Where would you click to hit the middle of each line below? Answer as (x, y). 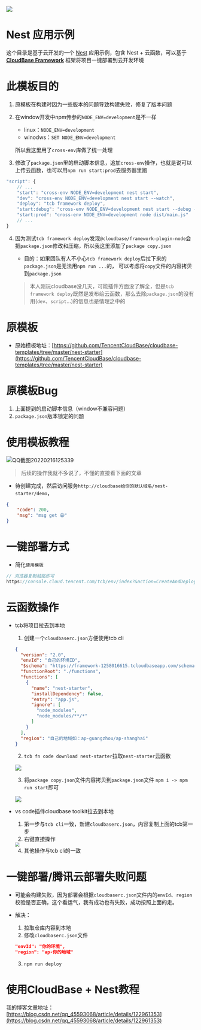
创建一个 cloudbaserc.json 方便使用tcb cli (74, 638)
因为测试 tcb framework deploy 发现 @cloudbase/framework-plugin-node (100, 238)
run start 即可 (41, 787)
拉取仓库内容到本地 (48, 928)
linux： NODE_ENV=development (59, 129)
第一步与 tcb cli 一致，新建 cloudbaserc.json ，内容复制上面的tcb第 (106, 824)
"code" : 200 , (33, 510)
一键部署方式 (38, 547)
